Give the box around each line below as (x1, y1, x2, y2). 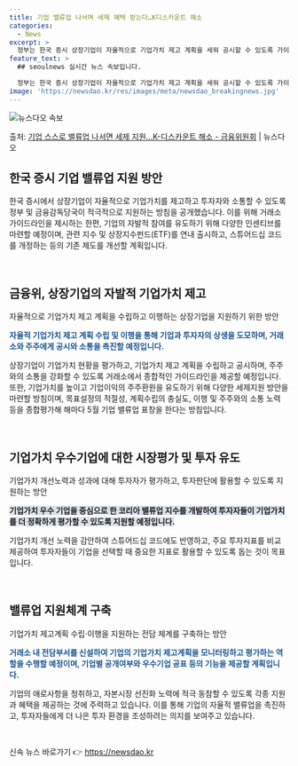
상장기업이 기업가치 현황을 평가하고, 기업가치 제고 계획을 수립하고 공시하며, (9, 360, 268, 371)
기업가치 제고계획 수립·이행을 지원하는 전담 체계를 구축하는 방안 (9, 628, 228, 639)
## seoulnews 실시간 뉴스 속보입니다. (17, 63, 142, 72)
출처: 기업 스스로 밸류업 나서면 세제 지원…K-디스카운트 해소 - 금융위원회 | (9, 130, 262, 142)
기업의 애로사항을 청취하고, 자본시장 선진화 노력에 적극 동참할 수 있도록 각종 (9, 688, 270, 699)
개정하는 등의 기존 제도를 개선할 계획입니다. (18, 241, 169, 251)
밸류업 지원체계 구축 (9, 603, 112, 618)
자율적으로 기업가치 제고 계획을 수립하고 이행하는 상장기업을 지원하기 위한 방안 (9, 312, 279, 322)
